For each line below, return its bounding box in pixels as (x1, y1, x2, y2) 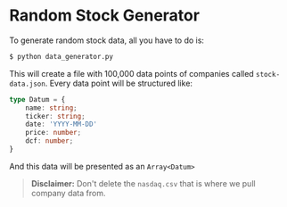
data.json (9, 79, 46, 88)
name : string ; (25, 103, 78, 112)
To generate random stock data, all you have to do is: (9, 35, 205, 46)
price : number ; (25, 128, 82, 137)
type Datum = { (9, 95, 66, 103)
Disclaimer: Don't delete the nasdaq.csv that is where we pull (30, 178, 256, 188)
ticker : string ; (25, 112, 86, 120)
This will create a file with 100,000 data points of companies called (9, 68, 254, 79)
